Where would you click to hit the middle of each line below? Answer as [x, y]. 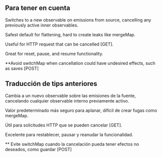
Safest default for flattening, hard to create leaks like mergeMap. [70, 34]
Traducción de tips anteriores [51, 84]
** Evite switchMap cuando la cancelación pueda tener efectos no [72, 144]
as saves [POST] [22, 68]
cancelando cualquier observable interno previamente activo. [67, 101]
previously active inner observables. [42, 25]
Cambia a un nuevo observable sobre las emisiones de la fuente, [70, 96]
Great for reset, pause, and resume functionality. [54, 53]
